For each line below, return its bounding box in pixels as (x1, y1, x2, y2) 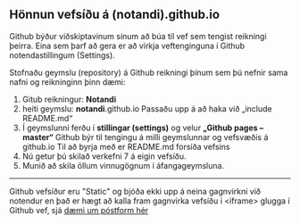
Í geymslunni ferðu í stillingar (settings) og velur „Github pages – (21, 122, 264, 133)
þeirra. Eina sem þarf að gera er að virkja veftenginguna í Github (9, 40, 246, 51)
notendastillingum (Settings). (9, 49, 116, 61)
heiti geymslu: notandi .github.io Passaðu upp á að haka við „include (21, 103, 272, 114)
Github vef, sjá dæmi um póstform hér (9, 204, 149, 215)
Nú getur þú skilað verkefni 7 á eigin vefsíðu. (21, 151, 187, 162)
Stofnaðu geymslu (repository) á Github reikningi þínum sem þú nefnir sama (9, 67, 288, 78)
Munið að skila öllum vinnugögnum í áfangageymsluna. (21, 160, 225, 170)
